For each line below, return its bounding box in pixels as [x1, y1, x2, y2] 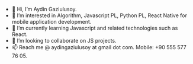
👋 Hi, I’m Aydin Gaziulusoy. [11, 6, 77, 12]
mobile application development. [11, 18, 92, 25]
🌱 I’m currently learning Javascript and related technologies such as [11, 24, 178, 31]
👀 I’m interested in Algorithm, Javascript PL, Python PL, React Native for [11, 12, 188, 19]
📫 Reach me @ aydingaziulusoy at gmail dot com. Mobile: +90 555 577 [11, 44, 186, 50]
